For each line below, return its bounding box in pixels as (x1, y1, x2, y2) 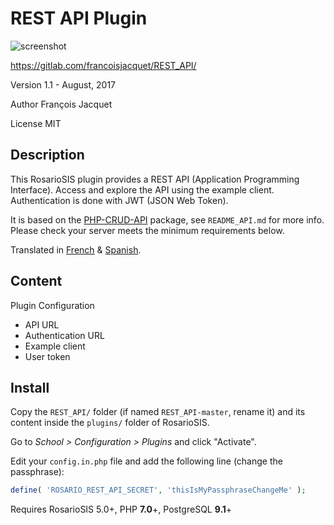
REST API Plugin (10, 7, 148, 30)
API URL (24, 318, 60, 331)
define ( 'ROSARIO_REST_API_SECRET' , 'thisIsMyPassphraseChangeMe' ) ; (10, 485, 307, 496)
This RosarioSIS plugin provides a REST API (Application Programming (10, 173, 300, 185)
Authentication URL (24, 329, 105, 341)
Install (10, 379, 50, 396)
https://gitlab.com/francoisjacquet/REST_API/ (10, 59, 197, 71)
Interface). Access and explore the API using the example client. (10, 183, 275, 196)
